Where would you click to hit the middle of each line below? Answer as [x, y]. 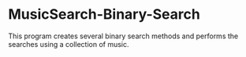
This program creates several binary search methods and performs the [123, 36]
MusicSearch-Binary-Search [104, 14]
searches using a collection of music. [69, 44]
